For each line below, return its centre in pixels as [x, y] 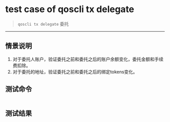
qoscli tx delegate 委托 [43, 24]
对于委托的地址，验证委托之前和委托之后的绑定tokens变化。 [75, 72]
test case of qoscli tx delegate [70, 9]
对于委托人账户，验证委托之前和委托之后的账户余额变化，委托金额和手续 [88, 59]
